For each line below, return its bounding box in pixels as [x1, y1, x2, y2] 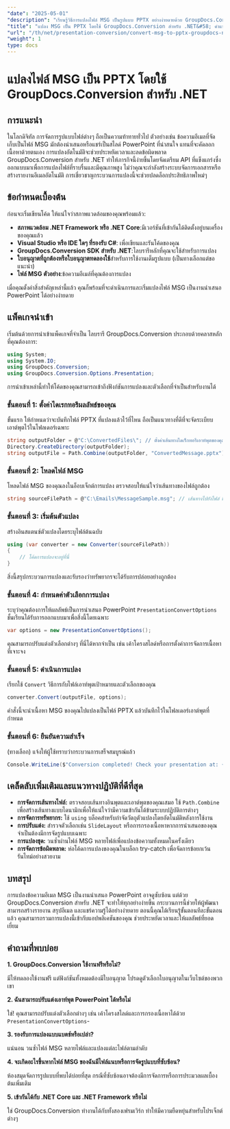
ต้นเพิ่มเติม [7, 1079, 31, 1087]
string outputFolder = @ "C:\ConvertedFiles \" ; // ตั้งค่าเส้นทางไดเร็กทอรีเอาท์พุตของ [7, 437, 219, 444]
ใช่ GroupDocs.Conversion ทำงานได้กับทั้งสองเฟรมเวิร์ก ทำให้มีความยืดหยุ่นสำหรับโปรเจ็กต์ [7, 1106, 223, 1115]
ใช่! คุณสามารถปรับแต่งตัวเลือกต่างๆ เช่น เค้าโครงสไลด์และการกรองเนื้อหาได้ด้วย [7, 1009, 186, 1017]
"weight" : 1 [7, 36, 41, 43]
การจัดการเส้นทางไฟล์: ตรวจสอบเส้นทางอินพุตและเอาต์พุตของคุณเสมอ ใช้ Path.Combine [16, 798, 220, 806]
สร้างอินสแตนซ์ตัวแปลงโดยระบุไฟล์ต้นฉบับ [7, 527, 103, 535]
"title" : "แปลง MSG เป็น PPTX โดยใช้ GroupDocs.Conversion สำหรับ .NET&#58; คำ [7, 23, 220, 30]
